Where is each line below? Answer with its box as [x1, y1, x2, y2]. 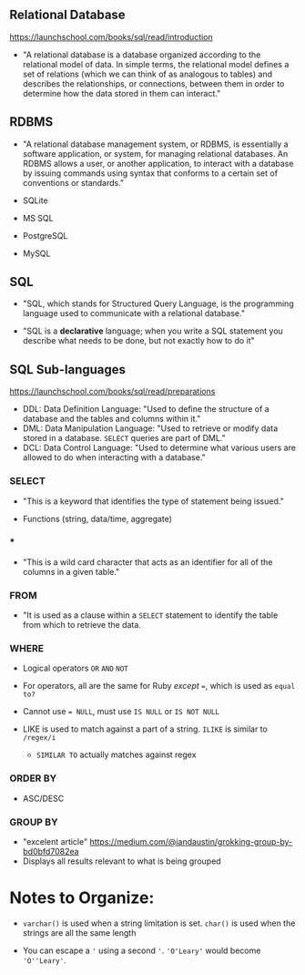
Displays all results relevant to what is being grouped [22, 856, 221, 867]
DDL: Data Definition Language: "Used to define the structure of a [22, 404, 270, 415]
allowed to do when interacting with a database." [22, 452, 207, 463]
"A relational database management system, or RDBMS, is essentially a [22, 139, 289, 149]
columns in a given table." [22, 566, 120, 577]
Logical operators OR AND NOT [22, 662, 129, 673]
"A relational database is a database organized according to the [22, 49, 261, 60]
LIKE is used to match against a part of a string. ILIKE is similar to [22, 724, 269, 734]
